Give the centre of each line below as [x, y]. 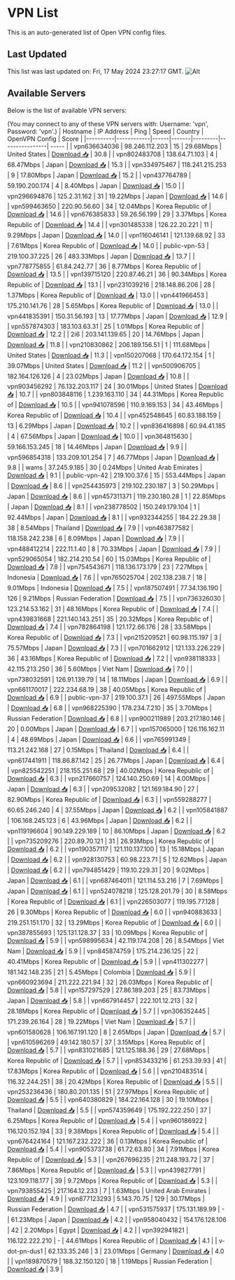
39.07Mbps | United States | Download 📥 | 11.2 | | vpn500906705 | [104, 365]
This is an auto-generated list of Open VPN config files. [87, 32]
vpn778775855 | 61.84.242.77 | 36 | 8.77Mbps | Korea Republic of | [104, 266]
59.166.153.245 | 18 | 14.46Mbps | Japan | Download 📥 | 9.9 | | [97, 447]
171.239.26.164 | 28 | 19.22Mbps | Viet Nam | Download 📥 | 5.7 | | [101, 1021]
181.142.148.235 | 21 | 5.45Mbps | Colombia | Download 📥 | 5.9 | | [101, 972]
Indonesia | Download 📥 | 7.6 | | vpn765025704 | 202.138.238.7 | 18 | [107, 577]
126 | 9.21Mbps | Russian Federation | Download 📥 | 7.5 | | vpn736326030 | [116, 598]
